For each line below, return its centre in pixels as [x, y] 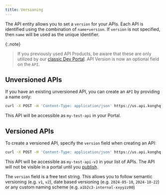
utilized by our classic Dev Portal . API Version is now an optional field [88, 59]
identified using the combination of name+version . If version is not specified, [83, 29]
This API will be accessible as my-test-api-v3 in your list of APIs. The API [80, 162]
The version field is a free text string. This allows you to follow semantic [79, 176]
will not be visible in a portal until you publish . [52, 167]
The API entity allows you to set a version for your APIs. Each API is [74, 24]
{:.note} [13, 44]
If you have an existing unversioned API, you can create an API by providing [83, 92]
